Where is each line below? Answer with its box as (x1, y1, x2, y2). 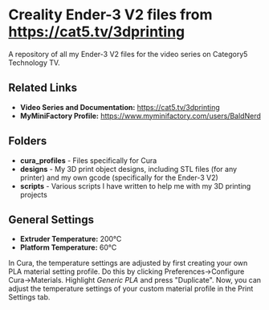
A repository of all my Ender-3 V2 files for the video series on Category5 (8, 49, 248, 59)
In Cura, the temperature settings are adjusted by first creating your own (8, 259, 248, 268)
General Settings (8, 213, 95, 226)
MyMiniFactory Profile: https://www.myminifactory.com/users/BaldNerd (19, 111, 261, 120)
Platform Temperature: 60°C (19, 243, 117, 252)
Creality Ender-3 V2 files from (8, 6, 213, 24)
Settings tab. (8, 292, 51, 302)
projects (19, 190, 48, 199)
